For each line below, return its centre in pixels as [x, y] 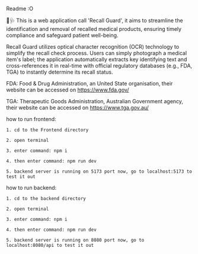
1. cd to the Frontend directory [47, 130]
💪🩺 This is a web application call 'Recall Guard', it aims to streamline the [95, 20]
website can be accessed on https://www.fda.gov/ [68, 90]
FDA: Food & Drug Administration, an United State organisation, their [90, 83]
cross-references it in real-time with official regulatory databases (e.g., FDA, [99, 66]
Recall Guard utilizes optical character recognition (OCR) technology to [93, 47]
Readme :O [20, 9]
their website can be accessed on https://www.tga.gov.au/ [78, 107]
